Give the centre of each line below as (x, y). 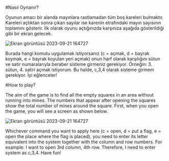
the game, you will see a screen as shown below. (57, 111)
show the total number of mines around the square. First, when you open (82, 106)
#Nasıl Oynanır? (22, 7)
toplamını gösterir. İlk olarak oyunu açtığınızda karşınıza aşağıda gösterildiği (85, 28)
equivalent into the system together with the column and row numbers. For (84, 142)
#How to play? (20, 85)
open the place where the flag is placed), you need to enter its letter (77, 136)
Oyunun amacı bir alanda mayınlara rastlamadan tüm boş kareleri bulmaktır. (84, 17)
